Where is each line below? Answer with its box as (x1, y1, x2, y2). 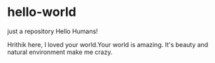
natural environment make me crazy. (7, 48, 113, 56)
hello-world (7, 4, 77, 20)
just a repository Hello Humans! (7, 27, 98, 35)
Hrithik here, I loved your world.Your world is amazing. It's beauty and (7, 40, 209, 48)
